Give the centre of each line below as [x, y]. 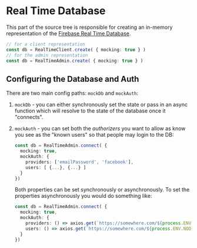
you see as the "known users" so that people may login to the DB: [94, 135]
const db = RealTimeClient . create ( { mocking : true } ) [76, 49]
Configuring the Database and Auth [73, 79]
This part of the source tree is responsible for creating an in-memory [89, 27]
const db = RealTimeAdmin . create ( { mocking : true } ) [75, 61]
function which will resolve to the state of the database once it [90, 111]
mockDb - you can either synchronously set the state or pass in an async [101, 105]
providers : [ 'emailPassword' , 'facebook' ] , [80, 162]
